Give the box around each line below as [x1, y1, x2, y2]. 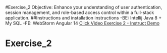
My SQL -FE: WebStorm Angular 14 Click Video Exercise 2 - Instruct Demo [5, 20, 160, 26]
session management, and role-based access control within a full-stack [5, 9, 154, 15]
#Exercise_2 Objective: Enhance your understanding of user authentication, [5, 4, 162, 10]
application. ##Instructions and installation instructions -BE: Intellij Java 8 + [5, 15, 162, 20]
